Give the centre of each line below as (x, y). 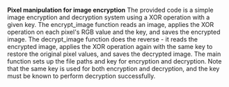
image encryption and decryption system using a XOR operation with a (109, 17)
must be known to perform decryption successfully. (81, 76)
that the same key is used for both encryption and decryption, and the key (113, 69)
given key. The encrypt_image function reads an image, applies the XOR (111, 25)
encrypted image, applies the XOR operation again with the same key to (110, 47)
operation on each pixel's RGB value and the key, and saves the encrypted (114, 32)
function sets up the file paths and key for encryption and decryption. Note (114, 61)
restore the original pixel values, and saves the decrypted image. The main (114, 54)
